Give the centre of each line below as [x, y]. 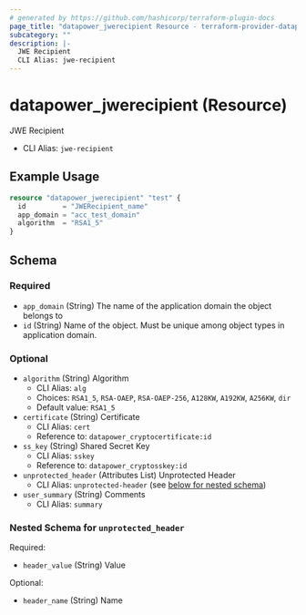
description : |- [40, 43]
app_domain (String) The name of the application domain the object [147, 305]
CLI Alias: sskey [65, 456]
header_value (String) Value [74, 565]
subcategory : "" [40, 35]
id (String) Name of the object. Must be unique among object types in [153, 325]
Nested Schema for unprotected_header [97, 528]
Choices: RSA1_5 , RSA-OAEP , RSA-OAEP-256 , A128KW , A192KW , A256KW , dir [163, 398]
